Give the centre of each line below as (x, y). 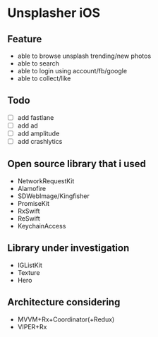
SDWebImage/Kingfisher (53, 196)
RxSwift (29, 211)
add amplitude (38, 133)
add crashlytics (40, 141)
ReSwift (29, 218)
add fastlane (36, 117)
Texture (29, 272)
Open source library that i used (77, 164)
